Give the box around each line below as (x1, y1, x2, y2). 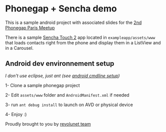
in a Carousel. (5, 45, 34, 51)
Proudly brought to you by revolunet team (5, 121, 91, 127)
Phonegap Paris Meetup (5, 24, 55, 30)
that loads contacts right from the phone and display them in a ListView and (5, 39, 161, 45)
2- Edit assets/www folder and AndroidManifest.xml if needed (5, 92, 129, 98)
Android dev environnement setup (5, 59, 114, 68)
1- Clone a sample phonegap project (5, 82, 80, 88)
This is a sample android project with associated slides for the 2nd (5, 19, 142, 25)
